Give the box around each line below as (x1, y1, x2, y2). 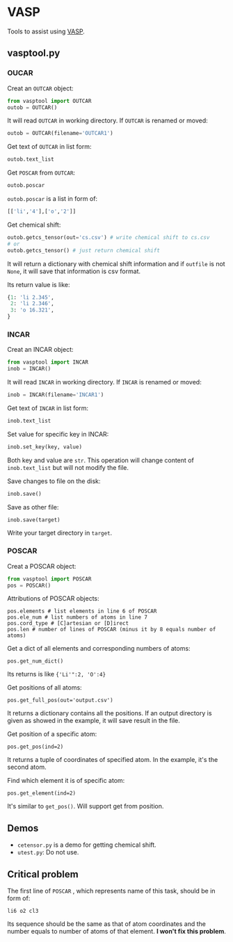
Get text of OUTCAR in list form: (7, 143, 92, 151)
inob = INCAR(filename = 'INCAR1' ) (7, 391, 104, 398)
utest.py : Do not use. (17, 848, 79, 856)
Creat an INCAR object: (7, 346, 74, 354)
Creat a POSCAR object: (7, 562, 77, 570)
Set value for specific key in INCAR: (7, 430, 109, 438)
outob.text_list (7, 156, 54, 163)
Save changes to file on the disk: (7, 477, 101, 485)
